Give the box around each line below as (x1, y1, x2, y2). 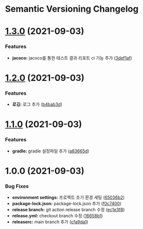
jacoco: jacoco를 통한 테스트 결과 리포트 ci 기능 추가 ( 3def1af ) (12, 55, 132, 61)
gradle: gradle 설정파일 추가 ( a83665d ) (12, 148, 89, 154)
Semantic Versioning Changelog (5, 3, 139, 15)
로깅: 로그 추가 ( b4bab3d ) (12, 102, 62, 107)
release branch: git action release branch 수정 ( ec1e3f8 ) (12, 207, 125, 213)
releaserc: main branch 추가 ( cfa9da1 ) (12, 219, 89, 225)
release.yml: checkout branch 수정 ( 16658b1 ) (12, 213, 103, 219)
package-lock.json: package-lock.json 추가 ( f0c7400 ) (12, 201, 122, 207)
